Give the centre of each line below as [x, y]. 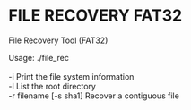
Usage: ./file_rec [39, 57]
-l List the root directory [52, 86]
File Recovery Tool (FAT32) [58, 40]
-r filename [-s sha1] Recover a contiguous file [94, 96]
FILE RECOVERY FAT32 [95, 16]
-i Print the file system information [71, 76]
